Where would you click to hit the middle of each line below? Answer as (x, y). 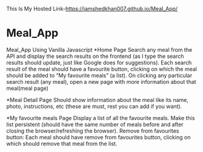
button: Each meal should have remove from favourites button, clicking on (98, 137)
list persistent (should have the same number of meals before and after (95, 124)
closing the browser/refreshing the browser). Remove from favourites (93, 131)
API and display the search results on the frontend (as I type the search (95, 56)
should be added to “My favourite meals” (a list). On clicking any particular (99, 75)
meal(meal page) (27, 88)
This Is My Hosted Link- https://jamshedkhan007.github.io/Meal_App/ (92, 9)
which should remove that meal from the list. (62, 144)
